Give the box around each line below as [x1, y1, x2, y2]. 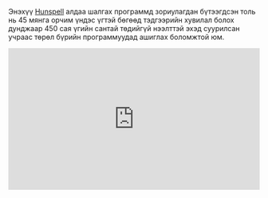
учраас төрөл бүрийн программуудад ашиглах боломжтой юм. [8, 32, 225, 42]
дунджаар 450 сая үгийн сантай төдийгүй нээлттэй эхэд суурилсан [8, 24, 241, 33]
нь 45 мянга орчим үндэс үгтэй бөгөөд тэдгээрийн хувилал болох [8, 15, 235, 25]
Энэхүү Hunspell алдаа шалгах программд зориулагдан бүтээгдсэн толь [8, 7, 256, 16]
